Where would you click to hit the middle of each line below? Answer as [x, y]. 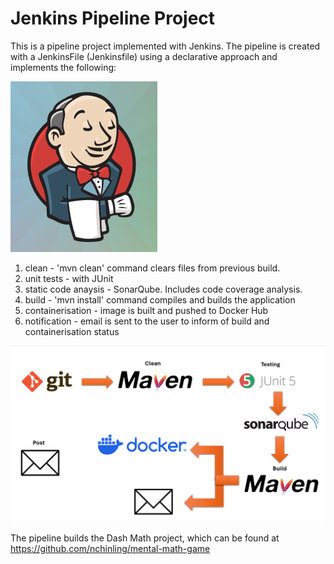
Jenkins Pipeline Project [113, 18]
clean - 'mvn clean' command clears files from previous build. [152, 268]
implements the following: [63, 67]
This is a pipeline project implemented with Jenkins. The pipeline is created [165, 46]
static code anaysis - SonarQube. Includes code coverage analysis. [163, 289]
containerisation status [72, 331]
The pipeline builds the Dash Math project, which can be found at [145, 538]
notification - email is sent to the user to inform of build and [147, 321]
